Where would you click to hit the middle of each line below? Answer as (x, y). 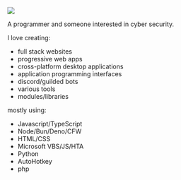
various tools (36, 89)
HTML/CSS (34, 139)
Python (28, 154)
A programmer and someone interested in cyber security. (91, 24)
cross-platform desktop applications (70, 66)
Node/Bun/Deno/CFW (49, 131)
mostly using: (27, 110)
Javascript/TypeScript (50, 124)
